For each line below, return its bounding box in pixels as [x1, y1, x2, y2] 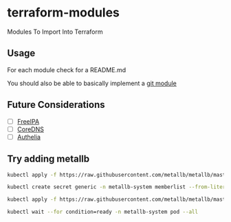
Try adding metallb [7, 153, 90, 165]
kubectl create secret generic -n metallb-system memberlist [7, 184, 186, 190]
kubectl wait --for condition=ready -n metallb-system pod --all [7, 208, 198, 216]
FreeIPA [16, 117, 40, 125]
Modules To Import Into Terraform [7, 27, 103, 36]
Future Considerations [7, 99, 105, 111]
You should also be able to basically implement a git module [7, 79, 177, 87]
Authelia [16, 133, 41, 141]
